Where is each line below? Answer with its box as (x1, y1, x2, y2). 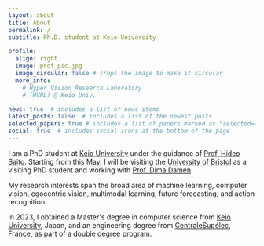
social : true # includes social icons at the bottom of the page (8, 127, 230, 136)
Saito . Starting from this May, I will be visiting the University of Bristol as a (8, 157, 247, 166)
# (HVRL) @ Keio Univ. (22, 91, 97, 99)
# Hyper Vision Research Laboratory (22, 84, 143, 92)
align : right (15, 55, 58, 63)
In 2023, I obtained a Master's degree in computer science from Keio (8, 212, 232, 222)
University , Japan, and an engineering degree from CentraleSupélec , (8, 220, 231, 230)
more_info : (15, 76, 51, 85)
